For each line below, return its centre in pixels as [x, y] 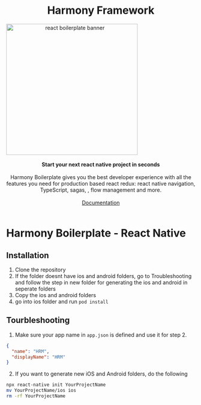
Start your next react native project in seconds [101, 164]
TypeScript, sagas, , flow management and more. [101, 190]
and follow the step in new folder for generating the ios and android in [101, 282]
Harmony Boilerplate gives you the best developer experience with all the [101, 177]
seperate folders [35, 289]
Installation [28, 255]
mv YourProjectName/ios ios [41, 391]
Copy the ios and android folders [55, 295]
